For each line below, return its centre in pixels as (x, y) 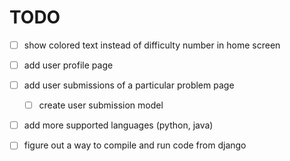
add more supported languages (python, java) (118, 125)
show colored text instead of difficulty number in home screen (152, 45)
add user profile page (68, 65)
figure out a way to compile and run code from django (135, 145)
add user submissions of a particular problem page (129, 85)
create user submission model (101, 105)
